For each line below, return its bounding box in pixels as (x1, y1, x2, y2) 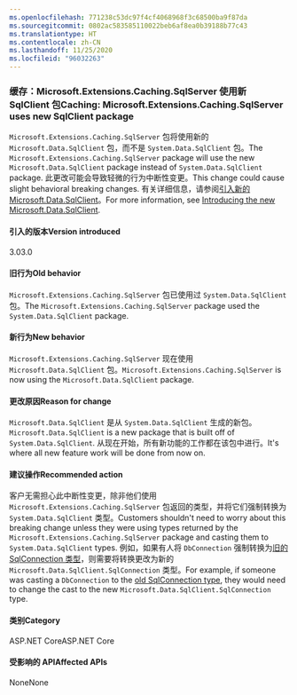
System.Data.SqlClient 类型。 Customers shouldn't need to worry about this (9, 512, 286, 524)
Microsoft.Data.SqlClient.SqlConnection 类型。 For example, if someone (9, 565, 277, 575)
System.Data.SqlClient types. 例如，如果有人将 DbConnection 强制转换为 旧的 (9, 542, 288, 553)
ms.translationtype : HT (9, 29, 98, 38)
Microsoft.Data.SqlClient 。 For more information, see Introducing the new (9, 194, 276, 205)
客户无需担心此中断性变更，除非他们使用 (9, 490, 157, 502)
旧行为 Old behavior (9, 268, 82, 279)
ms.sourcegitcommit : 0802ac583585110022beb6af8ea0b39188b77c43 (9, 21, 248, 30)
